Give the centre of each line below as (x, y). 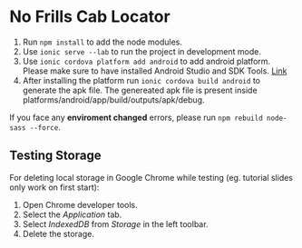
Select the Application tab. (72, 214)
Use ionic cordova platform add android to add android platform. (146, 61)
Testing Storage (55, 156)
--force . (45, 127)
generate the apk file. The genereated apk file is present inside (140, 90)
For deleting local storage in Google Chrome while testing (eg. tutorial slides (151, 177)
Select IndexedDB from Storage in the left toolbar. (115, 223)
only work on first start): (54, 187)
